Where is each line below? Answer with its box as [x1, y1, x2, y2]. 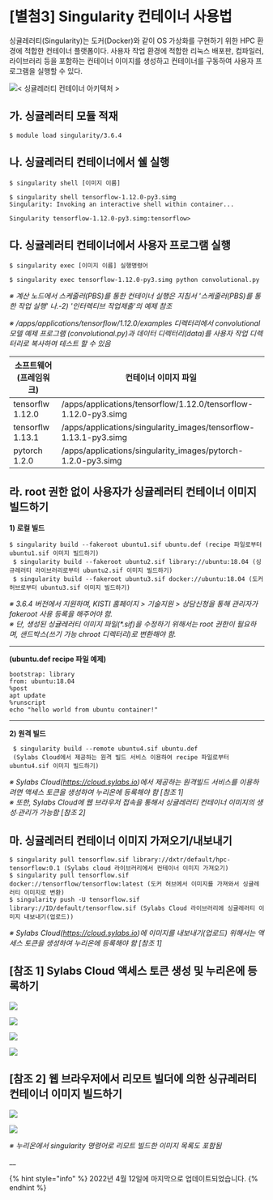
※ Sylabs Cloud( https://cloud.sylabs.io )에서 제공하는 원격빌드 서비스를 [9, 777, 238, 787]
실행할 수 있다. [36, 66, 83, 75]
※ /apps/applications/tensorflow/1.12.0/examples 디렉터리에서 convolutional [9, 318, 261, 328]
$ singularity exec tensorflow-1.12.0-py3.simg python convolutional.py [9, 276, 260, 284]
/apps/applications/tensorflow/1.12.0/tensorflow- [61, 399, 254, 410]
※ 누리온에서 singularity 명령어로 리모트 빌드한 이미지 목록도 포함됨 [9, 1140, 222, 1151]
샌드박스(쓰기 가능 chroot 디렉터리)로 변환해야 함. [19, 630, 177, 639]
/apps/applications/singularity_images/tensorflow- [61, 422, 255, 433]
